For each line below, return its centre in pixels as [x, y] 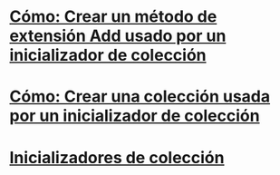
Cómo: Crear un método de [113, 17]
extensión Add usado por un [118, 36]
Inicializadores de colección [117, 157]
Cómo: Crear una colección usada [140, 97]
